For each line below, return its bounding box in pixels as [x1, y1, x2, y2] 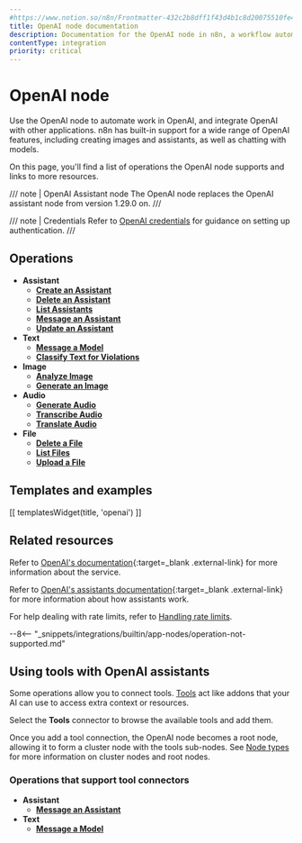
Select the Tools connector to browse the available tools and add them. [9, 715, 274, 726]
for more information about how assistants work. [9, 594, 190, 604]
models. [9, 144, 40, 155]
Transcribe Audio [35, 409, 102, 420]
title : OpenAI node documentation [9, 22, 139, 31]
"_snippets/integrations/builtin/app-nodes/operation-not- [34, 628, 246, 639]
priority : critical [9, 47, 83, 56]
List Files [35, 447, 70, 458]
